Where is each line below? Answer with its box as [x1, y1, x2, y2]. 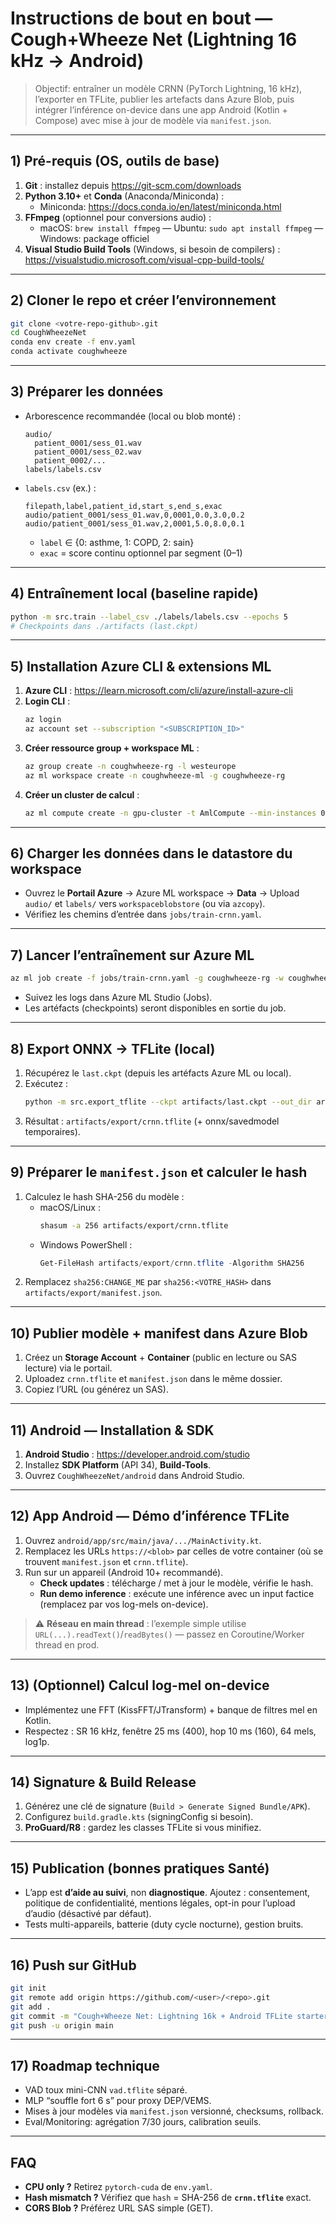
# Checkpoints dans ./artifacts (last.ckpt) [10, 621, 199, 631]
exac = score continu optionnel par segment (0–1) [39, 547, 243, 559]
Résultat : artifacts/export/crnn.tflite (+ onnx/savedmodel [24, 1115, 280, 1127]
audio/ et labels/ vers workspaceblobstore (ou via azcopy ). [24, 898, 266, 910]
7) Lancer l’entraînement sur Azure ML [10, 947, 255, 964]
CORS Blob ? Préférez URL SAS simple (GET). [24, 2202, 214, 2214]
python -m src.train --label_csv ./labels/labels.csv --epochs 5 [10, 612, 288, 622]
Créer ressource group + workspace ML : [24, 742, 200, 754]
